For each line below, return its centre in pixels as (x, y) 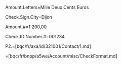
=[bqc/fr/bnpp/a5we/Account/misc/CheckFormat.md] (61, 56)
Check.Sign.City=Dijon (29, 17)
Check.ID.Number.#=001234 (35, 37)
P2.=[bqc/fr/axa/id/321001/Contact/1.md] (48, 46)
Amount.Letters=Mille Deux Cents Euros (47, 7)
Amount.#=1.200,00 (26, 27)
